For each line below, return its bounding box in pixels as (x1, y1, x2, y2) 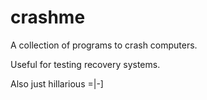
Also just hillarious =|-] (10, 77, 104, 90)
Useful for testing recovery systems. (10, 58, 161, 70)
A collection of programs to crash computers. (10, 39, 198, 51)
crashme (10, 6, 86, 29)
